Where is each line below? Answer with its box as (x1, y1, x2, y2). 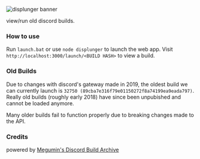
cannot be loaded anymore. (6, 99, 74, 107)
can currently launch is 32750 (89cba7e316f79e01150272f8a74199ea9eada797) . (6, 87, 195, 94)
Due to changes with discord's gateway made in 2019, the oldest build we (6, 81, 188, 88)
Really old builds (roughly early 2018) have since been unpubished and (6, 93, 181, 100)
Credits (6, 132, 28, 140)
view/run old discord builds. (6, 17, 75, 24)
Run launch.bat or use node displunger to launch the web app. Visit (6, 45, 173, 53)
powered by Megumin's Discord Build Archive (6, 146, 119, 153)
